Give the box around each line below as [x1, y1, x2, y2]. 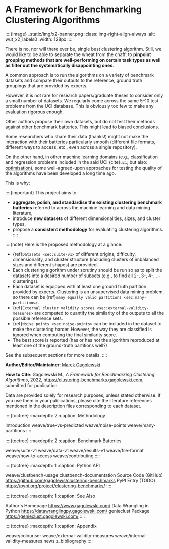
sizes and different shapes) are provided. [12, 261, 98, 268]
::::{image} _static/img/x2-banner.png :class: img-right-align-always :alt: [5, 31, 155, 37]
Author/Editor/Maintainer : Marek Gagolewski [5, 362, 101, 368]
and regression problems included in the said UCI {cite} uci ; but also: [5, 159, 148, 165]
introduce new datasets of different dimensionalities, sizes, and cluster [12, 215, 161, 222]
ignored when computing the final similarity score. [12, 332, 117, 338]
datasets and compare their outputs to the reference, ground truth [5, 77, 143, 83]
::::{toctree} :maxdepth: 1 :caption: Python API [5, 462, 100, 468]
